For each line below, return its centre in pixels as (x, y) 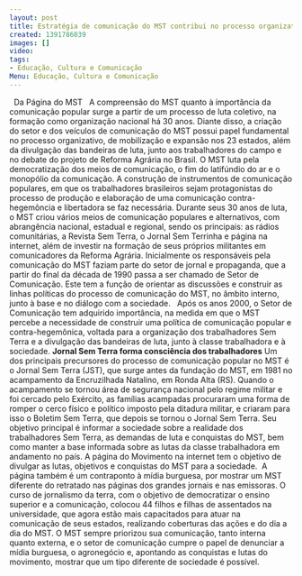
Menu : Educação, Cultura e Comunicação (84, 77)
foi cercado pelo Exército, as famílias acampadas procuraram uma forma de (150, 398)
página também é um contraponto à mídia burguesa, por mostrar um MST (146, 475)
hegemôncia (32, 207)
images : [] (30, 43)
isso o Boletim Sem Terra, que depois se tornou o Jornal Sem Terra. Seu (143, 418)
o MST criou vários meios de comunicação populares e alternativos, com (145, 216)
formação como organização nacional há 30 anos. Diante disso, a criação (146, 121)
